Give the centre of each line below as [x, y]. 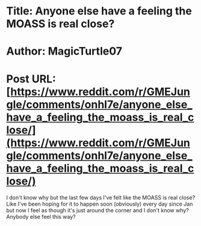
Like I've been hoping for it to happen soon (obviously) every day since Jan [100, 204]
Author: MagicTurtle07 [64, 51]
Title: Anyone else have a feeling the [99, 11]
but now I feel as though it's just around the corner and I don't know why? [98, 210]
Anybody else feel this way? [41, 217]
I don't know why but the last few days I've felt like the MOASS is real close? [101, 198]
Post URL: [31, 79]
